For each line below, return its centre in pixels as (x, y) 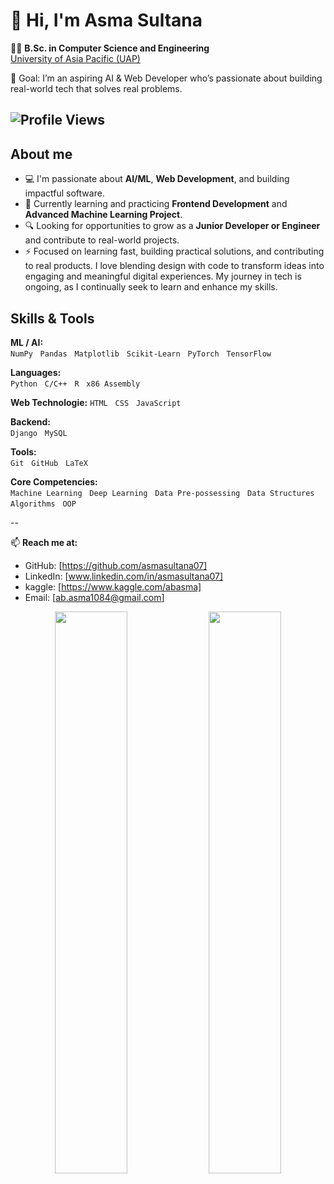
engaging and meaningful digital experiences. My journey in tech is (163, 276)
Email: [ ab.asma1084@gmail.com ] (94, 597)
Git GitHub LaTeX (49, 463)
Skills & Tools (52, 318)
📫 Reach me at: (44, 542)
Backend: (30, 421)
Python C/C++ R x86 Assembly (75, 384)
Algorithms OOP (43, 504)
